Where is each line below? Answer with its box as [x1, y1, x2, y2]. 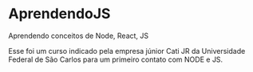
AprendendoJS [8, 5, 111, 23]
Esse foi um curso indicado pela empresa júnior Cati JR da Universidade [8, 46, 246, 55]
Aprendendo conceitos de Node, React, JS [8, 31, 149, 40]
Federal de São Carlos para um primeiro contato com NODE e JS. [8, 55, 223, 64]
